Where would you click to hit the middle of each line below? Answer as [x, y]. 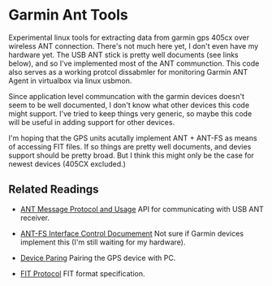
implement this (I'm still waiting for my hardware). [103, 242]
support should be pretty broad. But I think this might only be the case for [131, 155]
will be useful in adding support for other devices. [92, 122]
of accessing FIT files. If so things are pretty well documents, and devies [130, 146]
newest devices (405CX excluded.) [67, 163]
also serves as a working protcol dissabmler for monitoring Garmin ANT [128, 71]
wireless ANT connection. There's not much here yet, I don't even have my [134, 45]
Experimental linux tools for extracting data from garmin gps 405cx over [129, 37]
